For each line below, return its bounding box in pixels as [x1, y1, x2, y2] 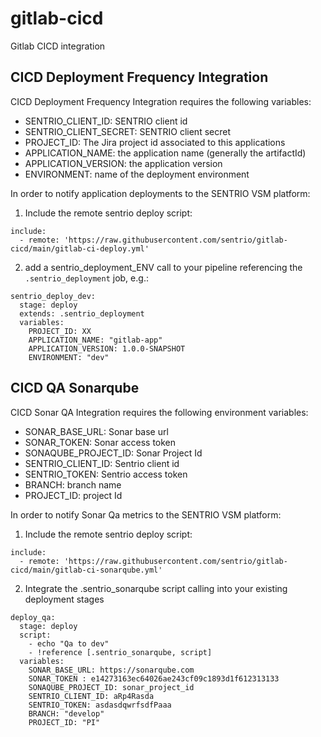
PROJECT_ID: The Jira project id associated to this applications [24, 136, 286, 148]
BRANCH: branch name [24, 478, 122, 491]
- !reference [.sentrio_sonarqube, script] [28, 647, 213, 657]
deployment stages [24, 593, 105, 605]
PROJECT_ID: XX [28, 326, 92, 336]
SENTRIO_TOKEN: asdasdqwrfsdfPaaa [28, 700, 172, 710]
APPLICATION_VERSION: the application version [24, 157, 223, 169]
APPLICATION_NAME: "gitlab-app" [28, 335, 163, 345]
